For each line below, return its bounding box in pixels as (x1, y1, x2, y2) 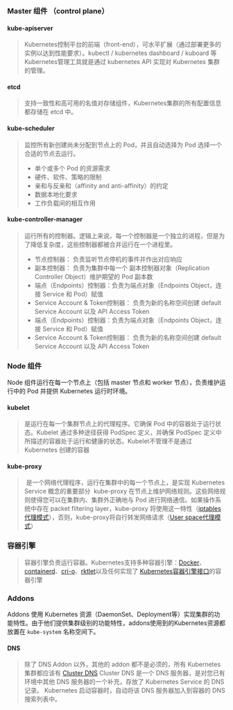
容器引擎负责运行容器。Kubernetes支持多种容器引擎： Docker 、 (24, 558, 206, 567)
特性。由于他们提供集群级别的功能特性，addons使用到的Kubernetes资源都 (12, 619, 225, 627)
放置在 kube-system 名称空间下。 (7, 628, 100, 636)
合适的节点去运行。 (24, 149, 80, 157)
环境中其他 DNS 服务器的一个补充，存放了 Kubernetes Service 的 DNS (24, 677, 225, 686)
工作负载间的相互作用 (34, 198, 96, 207)
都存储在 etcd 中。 (24, 108, 78, 116)
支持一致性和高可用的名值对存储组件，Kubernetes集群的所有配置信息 (24, 99, 222, 107)
